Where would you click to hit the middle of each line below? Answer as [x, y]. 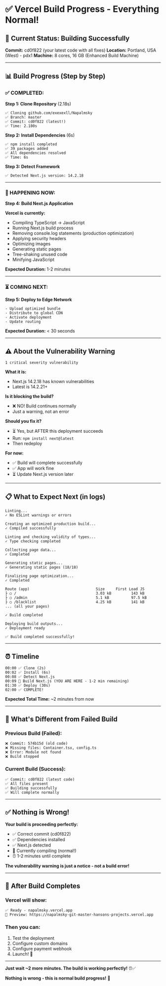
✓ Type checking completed [33, 541]
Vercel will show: [26, 900]
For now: [14, 453]
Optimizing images [31, 244]
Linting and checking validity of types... [51, 537]
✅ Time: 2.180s [21, 126]
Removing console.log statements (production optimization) [73, 233]
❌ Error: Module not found [33, 752]
